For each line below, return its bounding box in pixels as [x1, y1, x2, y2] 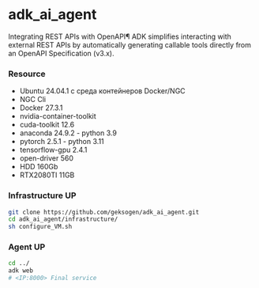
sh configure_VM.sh [8, 223, 73, 231]
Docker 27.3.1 [19, 103, 63, 112]
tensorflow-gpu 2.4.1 [19, 145, 88, 155]
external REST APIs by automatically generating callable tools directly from [8, 40, 251, 49]
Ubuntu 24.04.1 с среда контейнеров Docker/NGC [19, 86, 186, 96]
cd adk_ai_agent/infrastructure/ [8, 215, 118, 223]
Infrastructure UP [8, 190, 77, 201]
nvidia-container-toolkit [19, 112, 96, 121]
